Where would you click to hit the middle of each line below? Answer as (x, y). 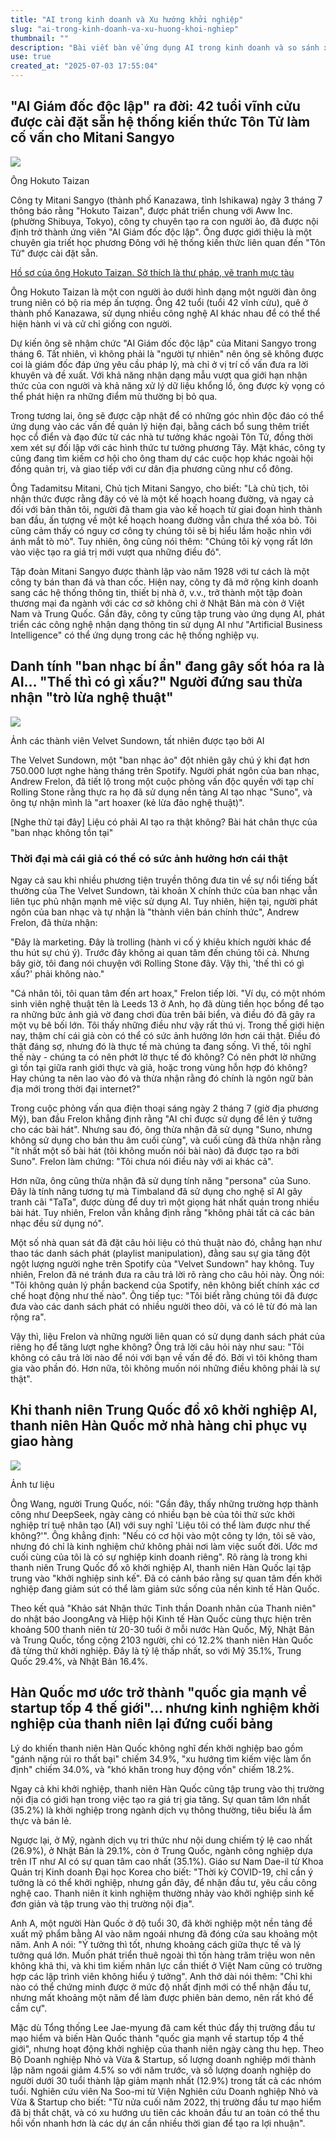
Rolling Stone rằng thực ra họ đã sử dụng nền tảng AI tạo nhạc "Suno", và (161, 792)
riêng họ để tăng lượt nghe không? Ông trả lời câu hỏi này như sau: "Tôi (157, 1347)
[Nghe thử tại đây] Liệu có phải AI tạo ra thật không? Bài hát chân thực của (164, 822)
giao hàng (42, 1441)
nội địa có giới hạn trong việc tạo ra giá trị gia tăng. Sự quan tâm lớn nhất (160, 1799)
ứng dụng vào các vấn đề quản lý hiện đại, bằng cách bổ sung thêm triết (160, 426)
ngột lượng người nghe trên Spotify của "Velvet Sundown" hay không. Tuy (162, 1263)
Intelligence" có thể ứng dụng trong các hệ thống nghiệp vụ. (135, 635)
